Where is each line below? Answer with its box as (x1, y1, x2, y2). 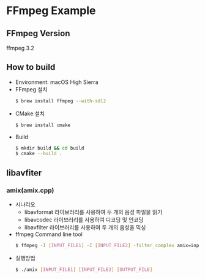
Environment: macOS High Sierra (15, 78, 99, 86)
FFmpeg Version (6, 28, 70, 39)
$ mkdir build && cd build (15, 145, 84, 151)
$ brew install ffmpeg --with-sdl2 (15, 97, 106, 104)
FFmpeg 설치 (15, 85, 48, 93)
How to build (6, 62, 56, 72)
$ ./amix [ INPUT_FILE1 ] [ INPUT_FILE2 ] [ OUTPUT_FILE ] (15, 266, 153, 273)
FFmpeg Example (6, 4, 96, 18)
